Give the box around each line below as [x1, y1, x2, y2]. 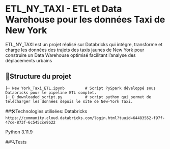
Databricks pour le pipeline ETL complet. [5, 90, 97, 95]
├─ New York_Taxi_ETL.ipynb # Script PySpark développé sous [5, 86, 156, 91]
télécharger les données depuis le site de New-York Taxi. [5, 99, 133, 104]
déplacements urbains [5, 57, 52, 63]
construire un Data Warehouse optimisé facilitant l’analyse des [5, 52, 136, 58]
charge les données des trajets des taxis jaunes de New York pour [5, 47, 145, 53]
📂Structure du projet [5, 72, 71, 81]
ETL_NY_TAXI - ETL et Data [5, 3, 122, 15]
